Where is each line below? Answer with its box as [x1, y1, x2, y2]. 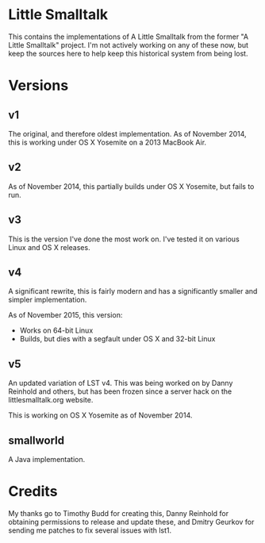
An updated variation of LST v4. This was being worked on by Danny [8, 379, 233, 388]
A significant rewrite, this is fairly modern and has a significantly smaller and [8, 287, 258, 296]
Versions [8, 77, 69, 94]
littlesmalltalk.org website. [8, 395, 94, 405]
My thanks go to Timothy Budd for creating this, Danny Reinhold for [8, 508, 229, 518]
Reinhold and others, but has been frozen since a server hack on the [8, 387, 232, 396]
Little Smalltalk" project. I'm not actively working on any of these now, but [8, 40, 248, 49]
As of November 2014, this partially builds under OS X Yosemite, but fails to [8, 181, 255, 191]
